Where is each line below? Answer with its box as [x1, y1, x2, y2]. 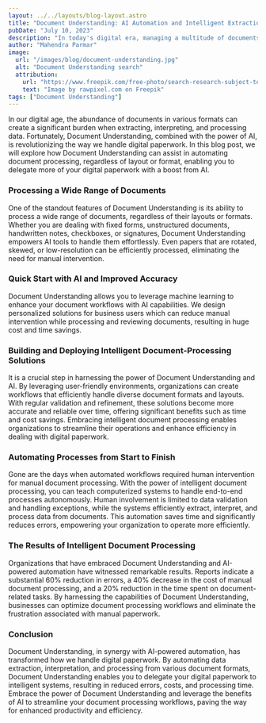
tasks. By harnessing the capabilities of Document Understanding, [32, 592, 249, 602]
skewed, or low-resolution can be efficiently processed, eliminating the [8, 245, 240, 255]
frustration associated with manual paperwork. [8, 609, 161, 618]
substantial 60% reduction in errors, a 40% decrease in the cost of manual [8, 575, 252, 584]
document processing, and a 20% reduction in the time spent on [8, 583, 219, 593]
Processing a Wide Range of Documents [8, 185, 166, 196]
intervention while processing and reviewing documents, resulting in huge [8, 317, 249, 326]
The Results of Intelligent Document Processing [8, 540, 196, 552]
